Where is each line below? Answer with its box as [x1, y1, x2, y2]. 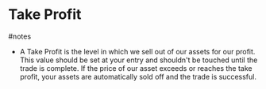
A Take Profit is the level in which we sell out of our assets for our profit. [19, 46, 256, 56]
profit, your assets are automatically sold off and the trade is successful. [19, 72, 256, 81]
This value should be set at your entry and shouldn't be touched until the [19, 55, 258, 65]
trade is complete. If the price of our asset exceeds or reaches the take [19, 63, 253, 72]
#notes [8, 32, 32, 41]
